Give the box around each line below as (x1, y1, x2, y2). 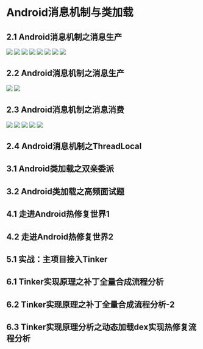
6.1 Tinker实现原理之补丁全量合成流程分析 (6, 277, 164, 287)
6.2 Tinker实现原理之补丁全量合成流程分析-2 (6, 299, 175, 309)
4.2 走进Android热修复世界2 (6, 231, 114, 242)
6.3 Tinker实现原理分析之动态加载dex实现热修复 (6, 322, 189, 333)
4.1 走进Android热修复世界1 (6, 209, 110, 219)
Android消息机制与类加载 (6, 5, 134, 19)
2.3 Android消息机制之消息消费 (6, 105, 125, 115)
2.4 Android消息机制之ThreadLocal (6, 141, 142, 152)
